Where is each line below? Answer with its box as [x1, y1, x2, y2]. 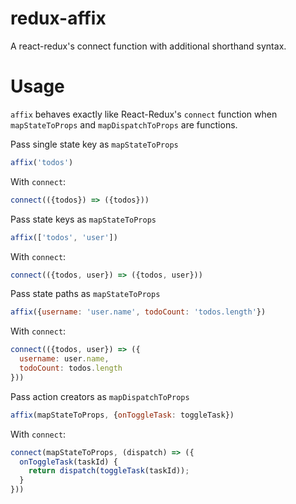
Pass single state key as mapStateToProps [10, 138, 179, 150]
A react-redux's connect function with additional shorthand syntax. [10, 40, 287, 52]
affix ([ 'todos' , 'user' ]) [10, 232, 118, 242]
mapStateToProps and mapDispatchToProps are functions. [10, 118, 238, 131]
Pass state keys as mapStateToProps [10, 213, 157, 225]
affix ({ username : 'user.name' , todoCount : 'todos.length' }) [10, 307, 267, 317]
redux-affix [10, 7, 107, 30]
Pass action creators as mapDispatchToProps [10, 390, 190, 402]
